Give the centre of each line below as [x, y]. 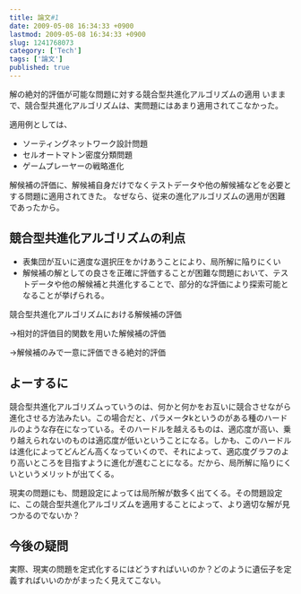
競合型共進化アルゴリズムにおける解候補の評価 [95, 314]
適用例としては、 [41, 124]
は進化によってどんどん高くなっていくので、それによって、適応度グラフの [146, 451]
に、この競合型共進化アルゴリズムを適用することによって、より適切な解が [146, 504]
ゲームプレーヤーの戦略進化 [73, 166]
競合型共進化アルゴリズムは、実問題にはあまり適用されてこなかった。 [154, 105]
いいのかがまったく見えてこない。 [103, 581]
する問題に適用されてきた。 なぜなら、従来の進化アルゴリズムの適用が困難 [147, 196]
